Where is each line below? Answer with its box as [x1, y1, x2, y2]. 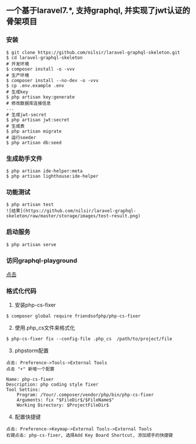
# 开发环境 [6, 61, 29, 67]
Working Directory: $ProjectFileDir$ [16, 402, 109, 408]
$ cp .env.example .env [6, 82, 65, 88]
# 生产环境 [6, 72, 29, 78]
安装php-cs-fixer [14, 301, 56, 309]
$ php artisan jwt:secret [6, 117, 69, 122]
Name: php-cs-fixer [6, 376, 54, 383]
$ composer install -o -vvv [6, 66, 75, 72]
